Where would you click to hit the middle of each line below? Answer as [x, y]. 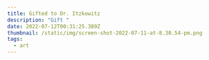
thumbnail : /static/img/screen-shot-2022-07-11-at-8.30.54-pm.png [105, 33]
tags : [15, 39]
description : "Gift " [38, 20]
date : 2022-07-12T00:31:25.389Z [54, 26]
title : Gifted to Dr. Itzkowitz [54, 13]
